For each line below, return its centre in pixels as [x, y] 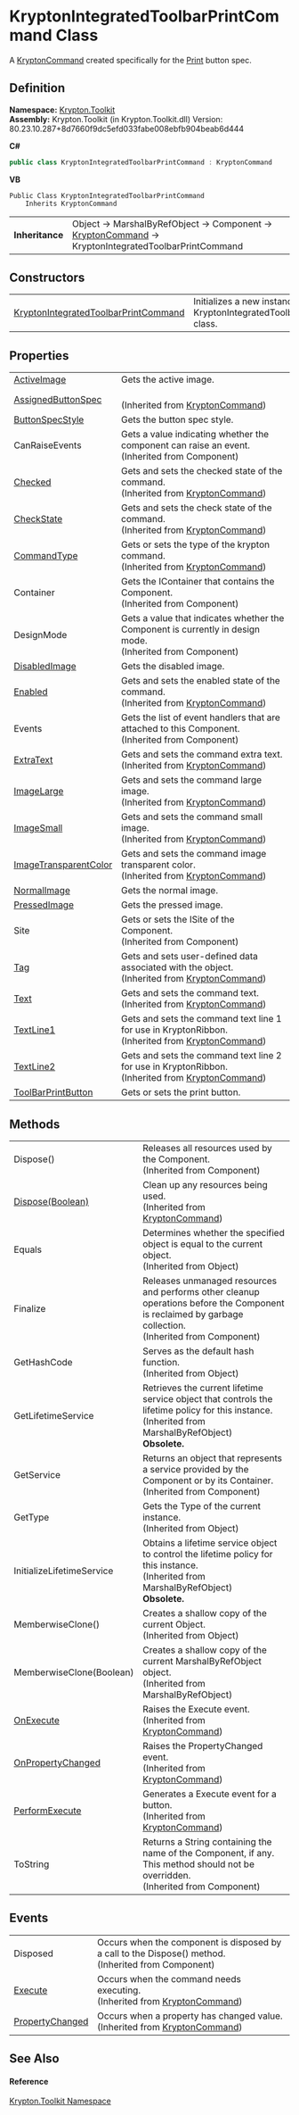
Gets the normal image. [170, 891]
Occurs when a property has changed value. [190, 2016]
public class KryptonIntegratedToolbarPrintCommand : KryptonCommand [141, 162]
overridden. [166, 1876]
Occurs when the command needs [170, 1978]
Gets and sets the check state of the [197, 508]
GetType [32, 1517]
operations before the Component [213, 1303]
